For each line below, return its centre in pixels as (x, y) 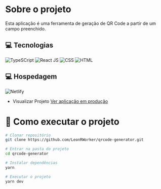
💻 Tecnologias (29, 45)
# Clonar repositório (28, 135)
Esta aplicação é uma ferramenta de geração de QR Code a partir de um (80, 23)
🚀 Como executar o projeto (63, 121)
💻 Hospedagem (31, 77)
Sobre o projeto (38, 9)
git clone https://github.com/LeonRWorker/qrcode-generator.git (74, 140)
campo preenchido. (26, 28)
